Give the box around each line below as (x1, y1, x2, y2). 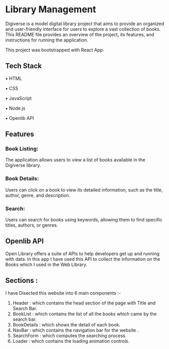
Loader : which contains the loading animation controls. (12, 338, 130, 344)
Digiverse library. (5, 162, 41, 169)
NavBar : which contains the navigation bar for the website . (12, 327, 139, 333)
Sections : (5, 276, 38, 285)
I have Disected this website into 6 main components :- (5, 290, 121, 296)
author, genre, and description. (5, 192, 70, 198)
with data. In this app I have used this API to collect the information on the (5, 256, 160, 262)
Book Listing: (5, 145, 39, 152)
